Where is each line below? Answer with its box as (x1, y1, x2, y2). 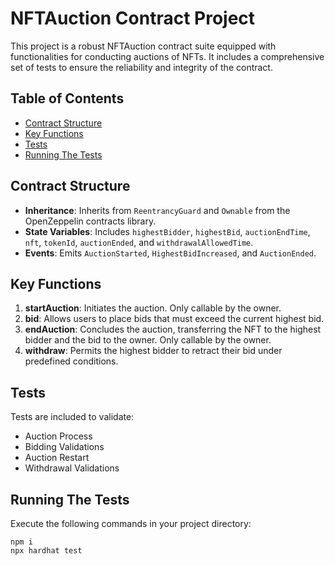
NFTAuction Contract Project (10, 7, 256, 30)
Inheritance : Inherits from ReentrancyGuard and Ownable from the (24, 204, 291, 216)
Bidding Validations (24, 441, 105, 453)
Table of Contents (10, 90, 125, 107)
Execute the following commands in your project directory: (10, 518, 252, 529)
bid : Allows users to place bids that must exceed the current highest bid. (24, 313, 325, 325)
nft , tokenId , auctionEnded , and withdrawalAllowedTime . (24, 236, 254, 248)
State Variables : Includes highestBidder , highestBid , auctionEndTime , (24, 225, 311, 237)
